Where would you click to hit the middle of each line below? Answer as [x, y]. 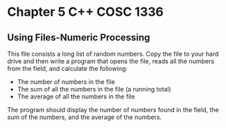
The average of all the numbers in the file [76, 96]
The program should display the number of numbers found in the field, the [113, 110]
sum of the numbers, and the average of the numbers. [85, 117]
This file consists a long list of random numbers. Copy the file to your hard [113, 54]
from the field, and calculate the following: [68, 68]
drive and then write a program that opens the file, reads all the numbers [111, 61]
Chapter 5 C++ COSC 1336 [86, 12]
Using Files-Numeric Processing [79, 38]
